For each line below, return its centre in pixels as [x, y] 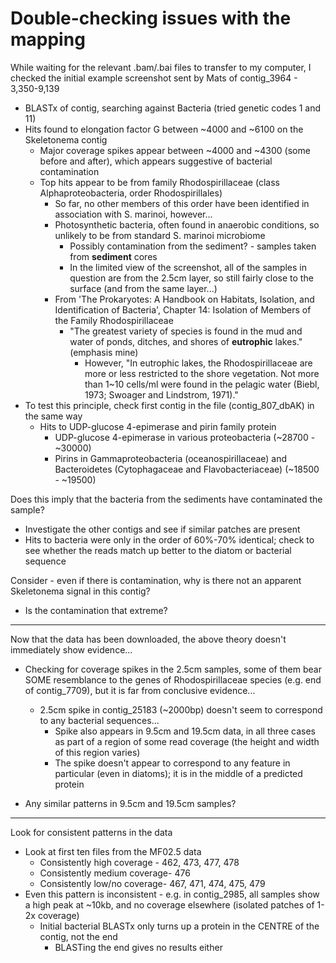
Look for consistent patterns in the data [91, 832]
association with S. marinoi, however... [133, 214]
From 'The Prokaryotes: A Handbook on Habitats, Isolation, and [184, 299]
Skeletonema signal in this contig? [80, 591]
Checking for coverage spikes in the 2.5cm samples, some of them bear [173, 669]
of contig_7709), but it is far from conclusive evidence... [140, 690]
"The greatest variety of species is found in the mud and [186, 331]
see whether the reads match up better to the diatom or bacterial [158, 550]
